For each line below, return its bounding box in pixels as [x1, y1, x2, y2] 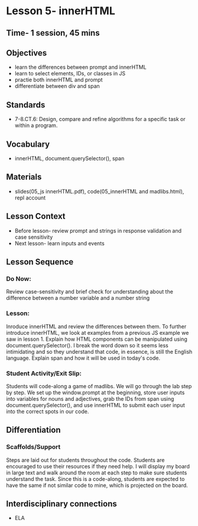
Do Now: [6, 274, 31, 283]
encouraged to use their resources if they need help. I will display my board [6, 462, 190, 470]
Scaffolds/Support [6, 443, 61, 451]
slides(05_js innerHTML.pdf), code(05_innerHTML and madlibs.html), [14, 188, 184, 195]
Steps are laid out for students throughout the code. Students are [6, 456, 165, 464]
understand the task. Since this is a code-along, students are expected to [6, 475, 185, 482]
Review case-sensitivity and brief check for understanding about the [6, 288, 173, 295]
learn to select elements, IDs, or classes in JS [14, 70, 126, 77]
